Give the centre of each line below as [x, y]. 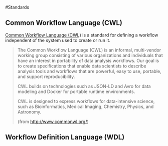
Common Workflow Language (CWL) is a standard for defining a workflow [82, 35]
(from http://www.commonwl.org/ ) [53, 121]
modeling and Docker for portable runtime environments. [76, 91]
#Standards [17, 7]
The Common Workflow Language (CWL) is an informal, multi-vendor [89, 50]
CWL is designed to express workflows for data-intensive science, [86, 101]
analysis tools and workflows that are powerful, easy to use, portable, [89, 71]
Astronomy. [29, 111]
